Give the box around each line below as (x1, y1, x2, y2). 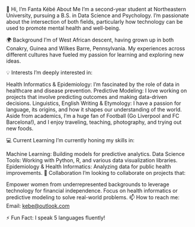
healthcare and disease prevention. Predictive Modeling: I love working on (6, 87, 187, 94)
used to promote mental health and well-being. (6, 24, 120, 31)
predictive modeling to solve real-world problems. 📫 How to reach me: (6, 194, 180, 201)
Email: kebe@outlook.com (6, 202, 70, 209)
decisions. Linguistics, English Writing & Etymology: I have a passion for (6, 100, 181, 107)
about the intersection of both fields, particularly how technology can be (6, 18, 183, 25)
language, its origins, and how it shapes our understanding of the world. (6, 106, 182, 113)
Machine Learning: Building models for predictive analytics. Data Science (6, 151, 185, 157)
